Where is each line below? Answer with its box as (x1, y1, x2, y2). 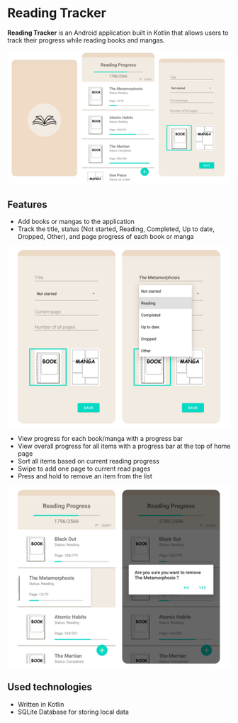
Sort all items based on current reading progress (17, 457, 159, 466)
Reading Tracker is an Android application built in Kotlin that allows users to (7, 28, 229, 37)
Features (7, 198, 47, 211)
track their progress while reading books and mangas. (7, 35, 165, 44)
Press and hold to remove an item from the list (17, 472, 152, 481)
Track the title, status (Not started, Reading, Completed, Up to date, (17, 225, 215, 233)
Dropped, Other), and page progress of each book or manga (17, 232, 194, 240)
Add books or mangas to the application (17, 217, 135, 225)
